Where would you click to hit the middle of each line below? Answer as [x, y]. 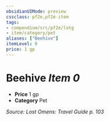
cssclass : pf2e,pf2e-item [37, 17]
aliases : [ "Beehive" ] [32, 38]
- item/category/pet [31, 33]
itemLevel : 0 [22, 44]
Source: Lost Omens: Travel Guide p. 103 [55, 112]
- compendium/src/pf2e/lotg [40, 28]
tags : [13, 22]
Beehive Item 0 [43, 78]
